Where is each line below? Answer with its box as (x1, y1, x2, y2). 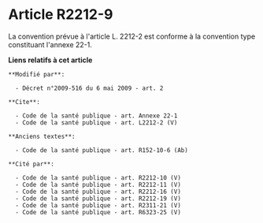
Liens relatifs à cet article (8, 55, 93, 65)
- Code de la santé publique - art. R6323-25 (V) (15, 208, 181, 216)
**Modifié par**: (8, 70, 65, 78)
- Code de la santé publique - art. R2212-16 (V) (15, 188, 181, 195)
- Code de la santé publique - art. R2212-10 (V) (15, 173, 181, 182)
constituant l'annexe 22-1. (8, 39, 93, 49)
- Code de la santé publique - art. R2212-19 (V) (15, 195, 181, 203)
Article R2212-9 (8, 6, 113, 24)
